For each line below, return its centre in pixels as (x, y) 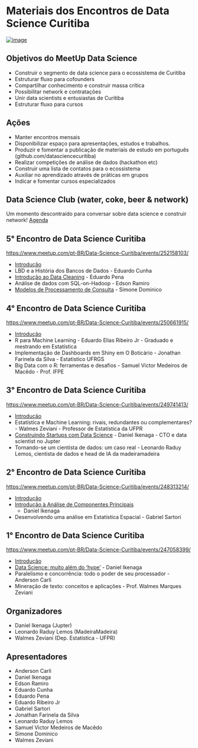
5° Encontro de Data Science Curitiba (76, 239)
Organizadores (34, 611)
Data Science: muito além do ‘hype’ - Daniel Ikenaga (78, 568)
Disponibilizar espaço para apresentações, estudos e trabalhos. (92, 143)
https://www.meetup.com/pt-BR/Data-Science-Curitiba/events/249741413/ (97, 404)
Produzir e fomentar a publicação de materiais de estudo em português (102, 150)
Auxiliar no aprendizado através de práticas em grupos (82, 175)
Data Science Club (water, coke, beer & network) (98, 199)
